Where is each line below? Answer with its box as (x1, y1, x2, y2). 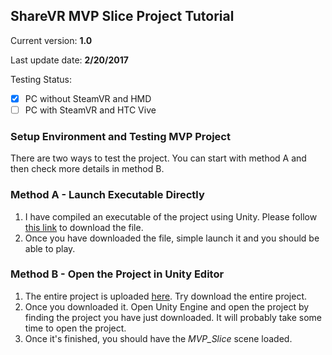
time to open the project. (24, 322, 127, 334)
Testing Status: (10, 73, 73, 85)
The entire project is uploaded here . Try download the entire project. (24, 290, 307, 302)
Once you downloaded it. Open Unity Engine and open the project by (24, 300, 310, 313)
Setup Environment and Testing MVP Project (10, 129, 231, 143)
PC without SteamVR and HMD (24, 92, 152, 104)
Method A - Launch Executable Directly (10, 188, 205, 202)
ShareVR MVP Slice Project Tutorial (10, 8, 235, 25)
